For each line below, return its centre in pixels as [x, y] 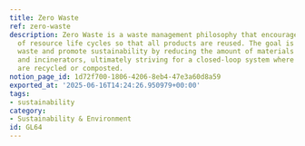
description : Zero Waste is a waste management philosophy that [133, 34]
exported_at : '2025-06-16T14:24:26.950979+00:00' [105, 85]
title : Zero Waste [44, 18]
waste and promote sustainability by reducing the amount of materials [156, 52]
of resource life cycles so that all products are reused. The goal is [156, 43]
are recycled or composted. [71, 69]
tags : [20, 93]
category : [28, 111]
